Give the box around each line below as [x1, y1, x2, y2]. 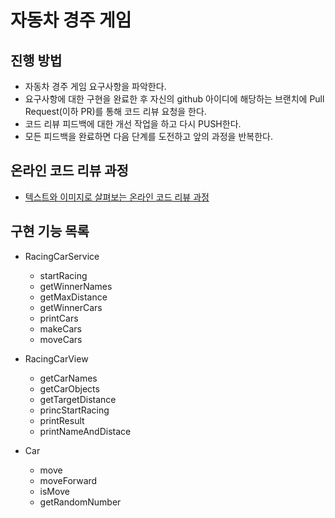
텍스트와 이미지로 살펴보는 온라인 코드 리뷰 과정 [24, 191, 210, 203]
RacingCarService [24, 250, 100, 262]
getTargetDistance [39, 393, 117, 405]
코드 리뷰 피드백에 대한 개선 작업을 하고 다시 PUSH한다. [24, 118, 242, 130]
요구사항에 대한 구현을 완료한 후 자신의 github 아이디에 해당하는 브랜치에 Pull [24, 93, 325, 105]
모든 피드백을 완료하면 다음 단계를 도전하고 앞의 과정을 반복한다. [24, 131, 273, 142]
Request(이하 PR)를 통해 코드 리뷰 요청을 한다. [24, 106, 207, 117]
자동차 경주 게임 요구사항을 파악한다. [24, 81, 167, 92]
